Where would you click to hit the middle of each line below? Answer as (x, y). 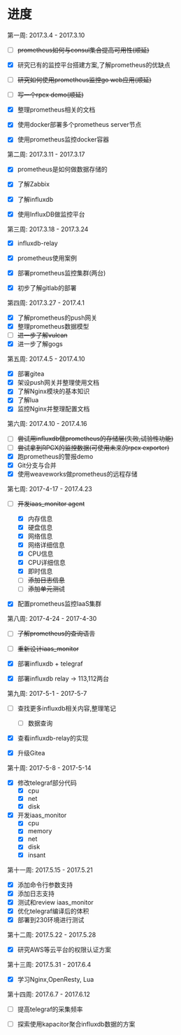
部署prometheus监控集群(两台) (61, 273)
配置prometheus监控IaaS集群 (59, 604)
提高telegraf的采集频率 (50, 1009)
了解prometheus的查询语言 (56, 633)
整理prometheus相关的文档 (56, 110)
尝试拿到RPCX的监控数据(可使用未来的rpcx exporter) (93, 447)
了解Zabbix (34, 184)
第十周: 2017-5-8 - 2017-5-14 (50, 767)
